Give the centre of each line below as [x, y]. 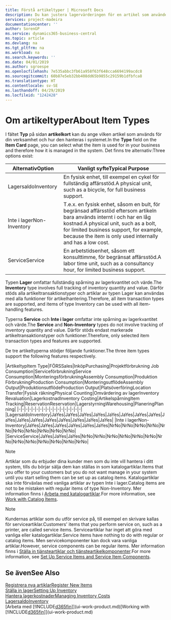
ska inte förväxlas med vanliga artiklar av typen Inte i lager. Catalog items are [85, 483]
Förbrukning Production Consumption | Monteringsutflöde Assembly [74, 382]
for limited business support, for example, [113, 230]
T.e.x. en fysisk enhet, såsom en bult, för [112, 204]
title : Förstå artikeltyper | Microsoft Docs [54, 10]
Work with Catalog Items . [32, 499]
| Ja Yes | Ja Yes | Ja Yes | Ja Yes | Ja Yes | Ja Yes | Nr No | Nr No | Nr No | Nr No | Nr [95, 426]
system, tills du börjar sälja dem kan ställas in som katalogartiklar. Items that [84, 467]
